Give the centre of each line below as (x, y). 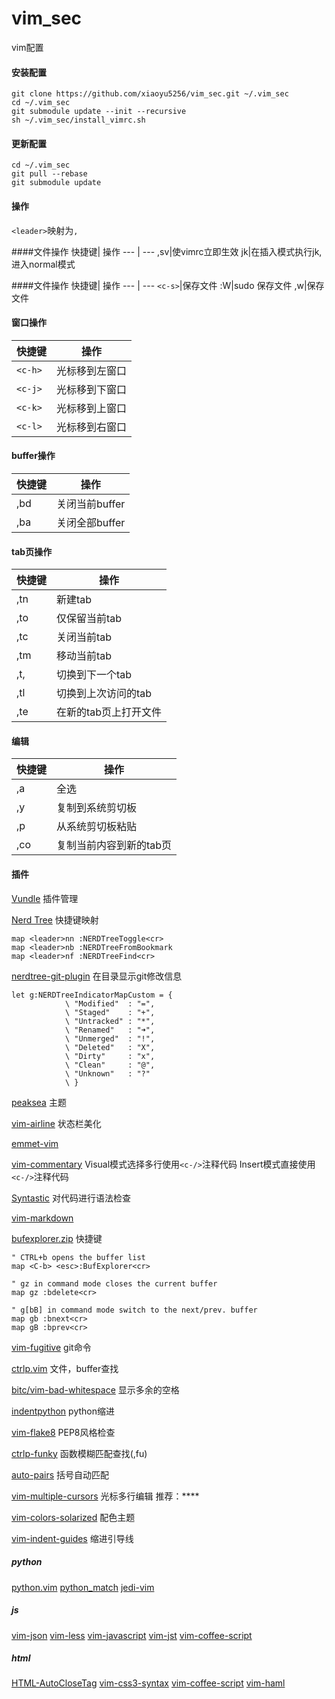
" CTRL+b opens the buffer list (78, 1257)
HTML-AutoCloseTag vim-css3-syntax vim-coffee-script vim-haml (148, 1683)
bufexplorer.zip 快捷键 (57, 1238)
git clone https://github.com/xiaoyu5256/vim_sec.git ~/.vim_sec (150, 94)
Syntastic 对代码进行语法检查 (71, 1198)
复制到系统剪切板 (97, 808)
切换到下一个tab (94, 675)
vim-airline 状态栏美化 (56, 1123)
